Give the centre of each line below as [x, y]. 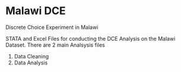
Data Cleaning [31, 56]
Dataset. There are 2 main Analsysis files [55, 45]
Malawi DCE [36, 11]
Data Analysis [31, 63]
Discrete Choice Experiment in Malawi [52, 27]
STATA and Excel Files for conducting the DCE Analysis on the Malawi [90, 38]
